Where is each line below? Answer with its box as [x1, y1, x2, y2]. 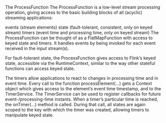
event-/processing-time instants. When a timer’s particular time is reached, [5, 96, 159, 102]
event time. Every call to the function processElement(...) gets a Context [5, 80, 152, 86]
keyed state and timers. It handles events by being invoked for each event [5, 40, 156, 46]
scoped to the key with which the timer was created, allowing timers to [5, 107, 150, 113]
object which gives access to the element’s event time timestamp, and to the [5, 86, 162, 91]
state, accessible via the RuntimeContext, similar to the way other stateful [5, 61, 155, 66]
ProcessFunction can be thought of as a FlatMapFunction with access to [5, 35, 153, 41]
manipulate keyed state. [5, 112, 54, 118]
